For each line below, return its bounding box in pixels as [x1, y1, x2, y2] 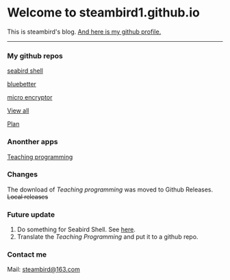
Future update [7, 209, 55, 219]
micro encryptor [7, 93, 53, 102]
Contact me [7, 250, 47, 259]
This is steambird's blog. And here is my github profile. [7, 27, 162, 36]
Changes [7, 170, 38, 179]
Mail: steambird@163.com [7, 266, 81, 274]
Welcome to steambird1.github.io [7, 5, 200, 21]
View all [7, 106, 29, 115]
